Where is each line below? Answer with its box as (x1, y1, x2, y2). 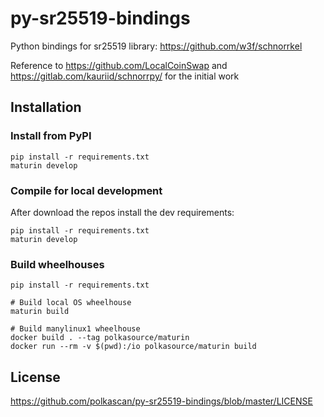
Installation (10, 99, 82, 116)
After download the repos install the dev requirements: (10, 206, 235, 218)
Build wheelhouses (10, 257, 105, 271)
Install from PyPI (10, 129, 92, 143)
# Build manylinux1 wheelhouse (10, 324, 141, 334)
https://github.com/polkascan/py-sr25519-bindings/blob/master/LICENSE (10, 395, 313, 407)
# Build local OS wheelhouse (10, 298, 132, 308)
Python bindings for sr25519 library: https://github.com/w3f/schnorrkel (10, 40, 303, 52)
